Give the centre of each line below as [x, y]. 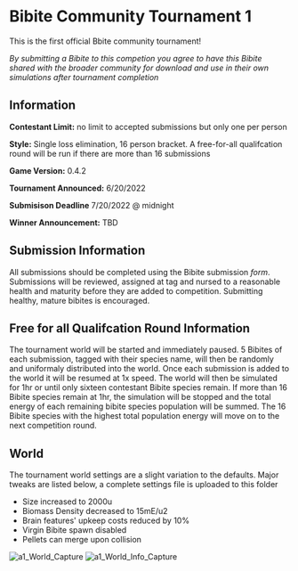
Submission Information [77, 251]
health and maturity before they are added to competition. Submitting [136, 290]
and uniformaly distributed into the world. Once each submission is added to [149, 369]
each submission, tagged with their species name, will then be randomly [141, 359]
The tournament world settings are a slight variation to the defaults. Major [144, 475]
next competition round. [53, 426]
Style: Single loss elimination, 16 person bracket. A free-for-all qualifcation [146, 143]
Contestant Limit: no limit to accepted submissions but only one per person [148, 126]
